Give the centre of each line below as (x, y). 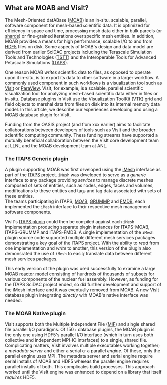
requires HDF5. (21, 377)
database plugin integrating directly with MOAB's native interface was (77, 295)
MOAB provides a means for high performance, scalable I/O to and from (79, 41)
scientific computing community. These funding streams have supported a (82, 135)
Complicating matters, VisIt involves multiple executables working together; (83, 345)
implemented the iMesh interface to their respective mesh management (78, 207)
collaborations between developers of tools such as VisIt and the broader (80, 130)
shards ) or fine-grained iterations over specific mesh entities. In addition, (80, 36)
